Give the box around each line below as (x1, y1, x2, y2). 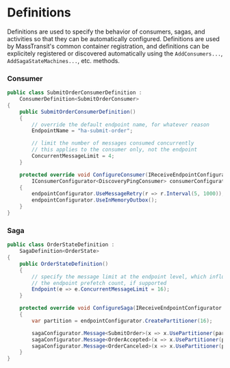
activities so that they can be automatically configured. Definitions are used (7, 34, 220, 42)
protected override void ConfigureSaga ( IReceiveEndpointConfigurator (19, 305, 222, 312)
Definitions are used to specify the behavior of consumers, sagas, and (7, 27, 205, 36)
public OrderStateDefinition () (19, 260, 109, 267)
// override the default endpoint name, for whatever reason (31, 121, 210, 128)
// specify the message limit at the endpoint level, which (31, 273, 207, 280)
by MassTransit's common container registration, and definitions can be (7, 42, 210, 50)
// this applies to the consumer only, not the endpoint (31, 146, 197, 154)
